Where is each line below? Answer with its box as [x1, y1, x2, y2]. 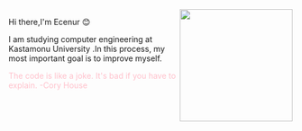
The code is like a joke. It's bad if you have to [8, 71, 177, 81]
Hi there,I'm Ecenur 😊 [8, 17, 91, 27]
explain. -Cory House [8, 80, 87, 91]
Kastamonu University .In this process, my [8, 44, 166, 54]
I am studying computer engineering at [8, 34, 153, 44]
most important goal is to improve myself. [8, 53, 163, 64]
